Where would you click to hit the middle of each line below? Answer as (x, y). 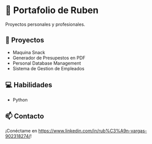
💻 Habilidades (29, 85)
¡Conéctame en (21, 131)
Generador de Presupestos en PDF (49, 58)
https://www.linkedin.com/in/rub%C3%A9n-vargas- (92, 131)
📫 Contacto (25, 116)
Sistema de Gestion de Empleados (48, 68)
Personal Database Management (47, 63)
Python (20, 100)
